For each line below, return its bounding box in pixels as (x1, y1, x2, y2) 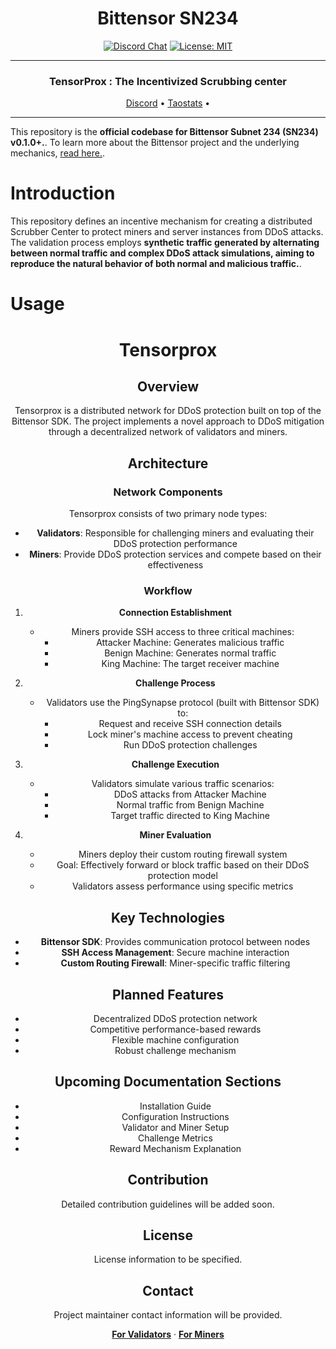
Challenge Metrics (137, 1132, 213, 1144)
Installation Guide (139, 1100, 212, 1112)
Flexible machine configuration (111, 1033, 240, 1046)
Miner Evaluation (139, 829, 212, 841)
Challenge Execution (131, 758, 220, 771)
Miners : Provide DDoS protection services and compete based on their (29, 548, 322, 561)
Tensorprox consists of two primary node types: (68, 508, 268, 520)
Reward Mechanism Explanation (109, 1142, 242, 1154)
